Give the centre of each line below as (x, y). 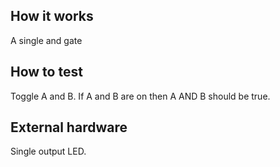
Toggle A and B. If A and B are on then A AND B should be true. (140, 96)
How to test (46, 72)
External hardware (69, 127)
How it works (52, 16)
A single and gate (46, 40)
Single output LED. (48, 151)
